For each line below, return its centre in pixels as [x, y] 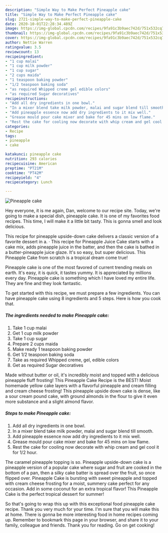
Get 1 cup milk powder [35, 333]
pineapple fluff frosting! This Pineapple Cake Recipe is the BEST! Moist [78, 380]
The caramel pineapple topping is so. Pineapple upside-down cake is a [78, 462]
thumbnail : [16, 33]
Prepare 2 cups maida [35, 344]
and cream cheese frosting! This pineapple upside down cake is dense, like [83, 391]
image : [12, 29]
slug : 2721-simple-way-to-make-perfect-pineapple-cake [63, 19]
